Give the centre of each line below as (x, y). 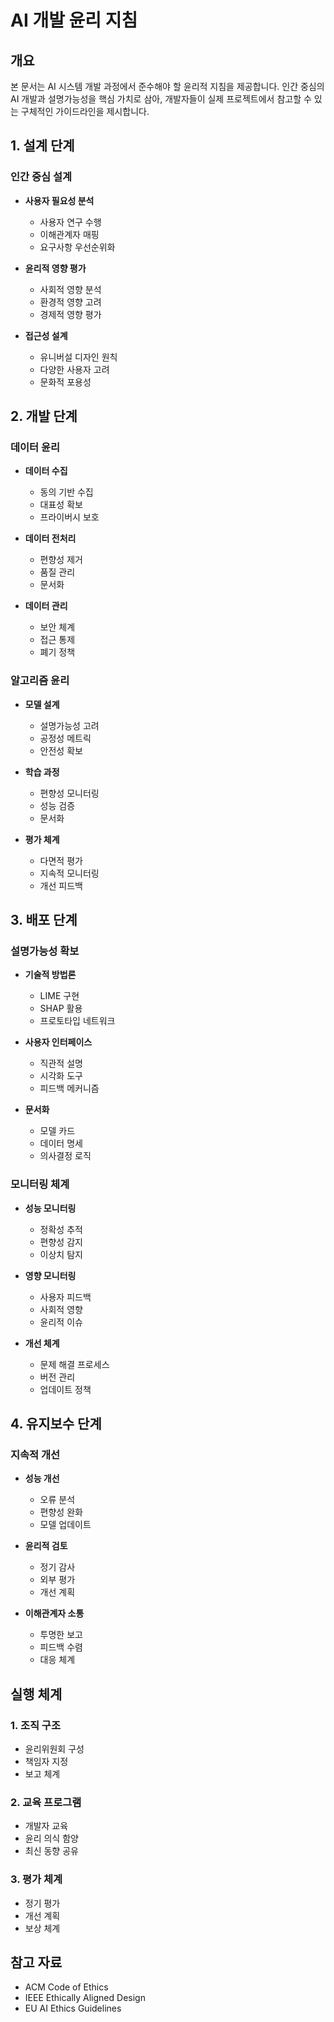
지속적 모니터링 (69, 873)
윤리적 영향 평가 (55, 268)
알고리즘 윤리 (40, 681)
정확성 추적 (61, 1229)
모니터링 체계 (40, 1184)
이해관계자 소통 (54, 1613)
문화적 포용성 (65, 382)
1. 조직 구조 (35, 1725)
